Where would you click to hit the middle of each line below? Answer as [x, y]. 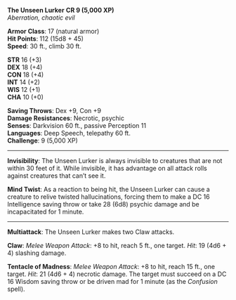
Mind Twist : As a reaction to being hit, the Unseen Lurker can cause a [109, 189]
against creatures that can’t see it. [57, 176]
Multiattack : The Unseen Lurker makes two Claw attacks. [91, 232]
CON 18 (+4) [26, 74]
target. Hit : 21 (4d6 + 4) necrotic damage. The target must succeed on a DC [117, 274]
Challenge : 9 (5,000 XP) [43, 141]
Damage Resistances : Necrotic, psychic [66, 118]
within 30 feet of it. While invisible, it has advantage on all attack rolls [107, 168]
